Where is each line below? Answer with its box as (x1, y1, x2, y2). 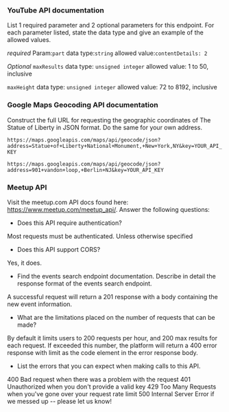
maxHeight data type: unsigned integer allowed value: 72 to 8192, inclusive (7, 83, 217, 91)
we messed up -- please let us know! (7, 397, 112, 405)
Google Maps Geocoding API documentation (7, 100, 159, 110)
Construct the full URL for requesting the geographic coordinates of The (7, 116, 211, 124)
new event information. (7, 300, 73, 308)
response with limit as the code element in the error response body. (7, 348, 199, 356)
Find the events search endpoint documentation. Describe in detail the (16, 272, 216, 280)
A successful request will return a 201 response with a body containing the (7, 292, 218, 301)
